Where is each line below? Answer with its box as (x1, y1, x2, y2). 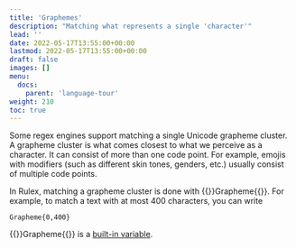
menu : (9, 72, 30, 81)
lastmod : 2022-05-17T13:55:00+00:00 (9, 47, 147, 56)
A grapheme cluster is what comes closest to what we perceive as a (9, 140, 264, 151)
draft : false (9, 55, 59, 64)
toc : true (9, 106, 47, 115)
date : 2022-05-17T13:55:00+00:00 (9, 38, 135, 48)
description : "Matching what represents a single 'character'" (9, 22, 253, 31)
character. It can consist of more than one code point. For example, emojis (9, 150, 286, 161)
